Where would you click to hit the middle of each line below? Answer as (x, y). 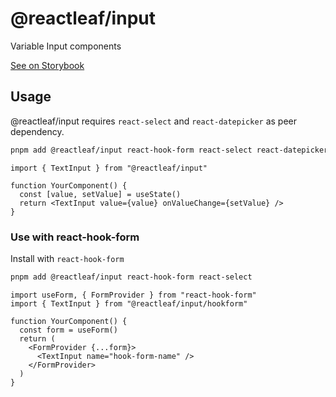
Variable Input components (66, 46)
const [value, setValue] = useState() (100, 194)
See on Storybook (47, 65)
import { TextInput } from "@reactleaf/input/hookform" (129, 303)
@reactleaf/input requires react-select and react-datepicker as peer (154, 121)
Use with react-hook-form (75, 237)
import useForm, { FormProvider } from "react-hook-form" (133, 295)
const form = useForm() (68, 330)
